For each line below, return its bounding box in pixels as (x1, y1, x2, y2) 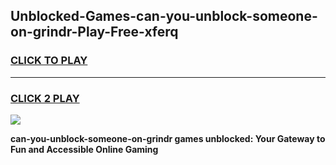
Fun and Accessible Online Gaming (10, 143, 159, 155)
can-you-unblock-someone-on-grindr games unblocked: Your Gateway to (10, 132, 326, 144)
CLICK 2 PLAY (10, 91, 80, 105)
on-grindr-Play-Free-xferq (10, 24, 179, 41)
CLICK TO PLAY (10, 54, 88, 68)
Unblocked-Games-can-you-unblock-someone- (10, 8, 318, 25)
